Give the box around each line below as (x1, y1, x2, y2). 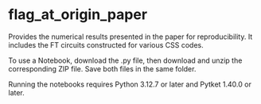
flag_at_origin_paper (8, 6, 148, 24)
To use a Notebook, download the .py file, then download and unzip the (8, 56, 243, 65)
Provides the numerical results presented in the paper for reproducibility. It (8, 32, 253, 41)
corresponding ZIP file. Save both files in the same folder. (8, 64, 197, 73)
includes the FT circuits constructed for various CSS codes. (8, 40, 205, 49)
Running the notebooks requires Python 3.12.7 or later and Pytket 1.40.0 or (8, 79, 252, 89)
